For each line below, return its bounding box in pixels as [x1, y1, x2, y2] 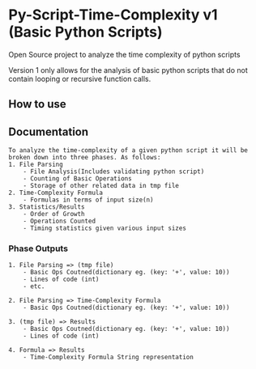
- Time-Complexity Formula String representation [23, 354, 194, 362]
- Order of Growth [23, 210, 85, 218]
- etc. [23, 282, 45, 291]
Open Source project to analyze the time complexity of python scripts [8, 49, 241, 59]
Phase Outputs [8, 243, 69, 254]
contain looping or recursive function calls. [8, 74, 151, 83]
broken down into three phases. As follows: [8, 154, 161, 162]
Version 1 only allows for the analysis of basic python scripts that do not [8, 65, 249, 74]
